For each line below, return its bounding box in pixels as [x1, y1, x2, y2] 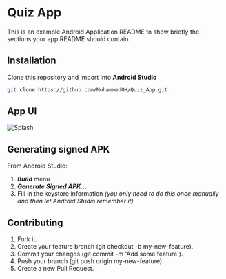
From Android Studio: [7, 161, 68, 170]
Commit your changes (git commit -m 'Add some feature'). [17, 249, 183, 258]
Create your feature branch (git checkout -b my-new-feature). [17, 243, 194, 251]
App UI [7, 105, 37, 118]
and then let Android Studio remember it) [17, 197, 134, 205]
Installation [7, 55, 56, 67]
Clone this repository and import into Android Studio [7, 73, 157, 81]
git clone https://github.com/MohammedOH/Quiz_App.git [7, 86, 168, 93]
